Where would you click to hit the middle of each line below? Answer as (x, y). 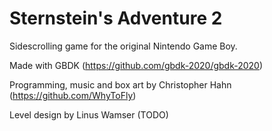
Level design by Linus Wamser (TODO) (89, 114)
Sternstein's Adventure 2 (116, 18)
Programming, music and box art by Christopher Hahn (120, 84)
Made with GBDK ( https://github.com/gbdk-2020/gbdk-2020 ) (136, 65)
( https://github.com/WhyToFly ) (73, 95)
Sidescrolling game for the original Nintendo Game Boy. (123, 46)
